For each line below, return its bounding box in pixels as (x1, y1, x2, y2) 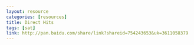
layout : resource (6, 8, 49, 15)
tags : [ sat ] (6, 25, 35, 31)
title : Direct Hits (6, 19, 54, 25)
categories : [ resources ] (6, 14, 67, 20)
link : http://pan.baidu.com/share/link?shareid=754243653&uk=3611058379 (6, 30, 189, 36)
